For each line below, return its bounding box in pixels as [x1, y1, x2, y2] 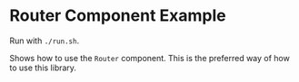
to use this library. [9, 62, 77, 73]
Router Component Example [9, 5, 226, 26]
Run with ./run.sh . [9, 35, 80, 46]
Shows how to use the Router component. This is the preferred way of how [9, 52, 291, 63]
